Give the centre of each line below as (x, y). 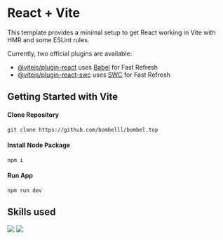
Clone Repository (33, 115)
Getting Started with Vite (63, 97)
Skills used (32, 212)
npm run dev (25, 190)
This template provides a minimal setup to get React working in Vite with (111, 32)
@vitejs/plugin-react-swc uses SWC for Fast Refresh (94, 75)
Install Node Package (39, 145)
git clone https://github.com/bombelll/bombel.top (83, 130)
